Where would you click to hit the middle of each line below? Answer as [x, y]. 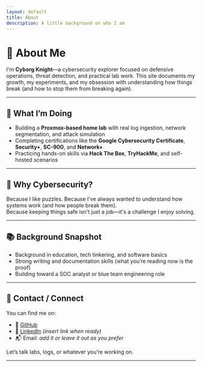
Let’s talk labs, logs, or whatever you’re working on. [70, 352]
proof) [23, 267]
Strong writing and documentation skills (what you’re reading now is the [104, 261]
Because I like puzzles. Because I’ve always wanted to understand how [94, 199]
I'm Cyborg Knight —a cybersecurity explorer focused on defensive [90, 69]
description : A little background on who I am [66, 23]
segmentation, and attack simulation [60, 134]
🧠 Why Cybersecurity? [50, 184]
